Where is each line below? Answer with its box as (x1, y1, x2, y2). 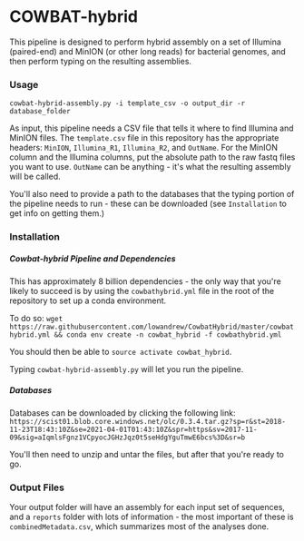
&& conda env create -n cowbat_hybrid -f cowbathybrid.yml (54, 330, 282, 339)
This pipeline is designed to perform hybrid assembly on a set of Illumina (9, 36, 281, 47)
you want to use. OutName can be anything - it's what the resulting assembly (9, 162, 292, 172)
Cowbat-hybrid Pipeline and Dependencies (9, 252, 176, 264)
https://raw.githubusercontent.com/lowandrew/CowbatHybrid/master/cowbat (9, 322, 295, 332)
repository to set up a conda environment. (9, 295, 167, 306)
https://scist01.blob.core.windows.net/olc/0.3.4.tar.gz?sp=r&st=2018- (9, 418, 286, 427)
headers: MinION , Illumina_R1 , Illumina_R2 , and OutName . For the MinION (9, 143, 279, 153)
